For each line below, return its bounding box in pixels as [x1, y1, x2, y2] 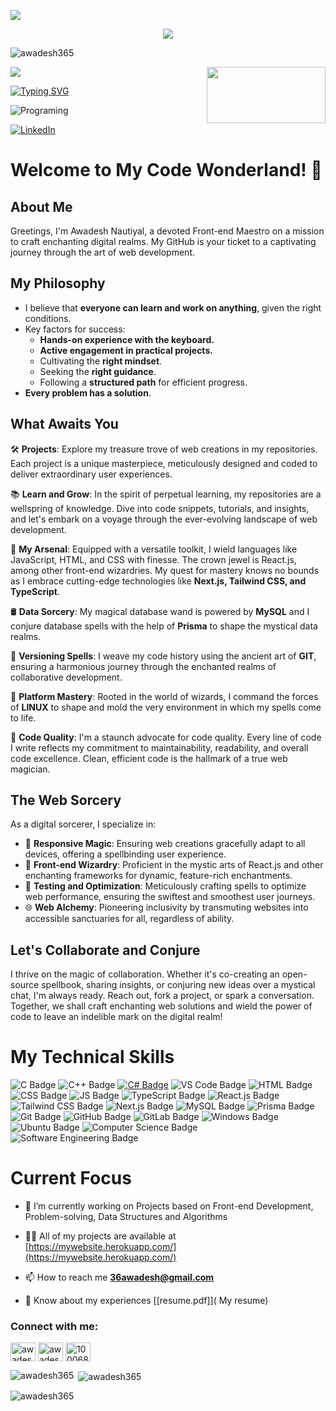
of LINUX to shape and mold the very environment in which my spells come [10, 701, 322, 713]
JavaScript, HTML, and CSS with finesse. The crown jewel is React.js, [10, 553, 297, 565]
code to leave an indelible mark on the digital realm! [10, 1011, 223, 1023]
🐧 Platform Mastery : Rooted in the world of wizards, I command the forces [10, 690, 319, 702]
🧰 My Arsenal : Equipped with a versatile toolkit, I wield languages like [10, 543, 298, 555]
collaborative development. [10, 671, 123, 683]
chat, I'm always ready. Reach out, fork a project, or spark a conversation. [10, 990, 315, 1002]
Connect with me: [10, 1320, 99, 1334]
